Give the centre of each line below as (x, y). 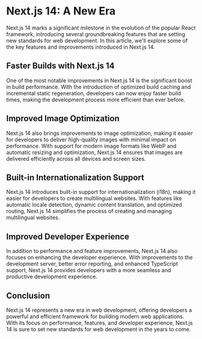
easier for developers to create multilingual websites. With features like (94, 198)
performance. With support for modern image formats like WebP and (91, 146)
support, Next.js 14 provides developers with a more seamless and (89, 270)
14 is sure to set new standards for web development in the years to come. (99, 329)
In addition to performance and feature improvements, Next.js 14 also (92, 251)
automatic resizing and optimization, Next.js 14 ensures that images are (95, 152)
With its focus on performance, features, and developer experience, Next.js (100, 323)
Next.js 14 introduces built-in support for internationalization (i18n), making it (101, 192)
